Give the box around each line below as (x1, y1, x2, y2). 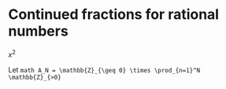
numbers (8, 22, 69, 40)
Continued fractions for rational (8, 6, 219, 24)
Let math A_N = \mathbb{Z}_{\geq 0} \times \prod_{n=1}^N (8, 65, 201, 74)
